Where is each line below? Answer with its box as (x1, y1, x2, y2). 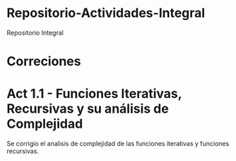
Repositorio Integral (6, 28, 64, 37)
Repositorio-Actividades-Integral (6, 5, 206, 21)
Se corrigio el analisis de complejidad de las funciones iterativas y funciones (6, 140, 230, 148)
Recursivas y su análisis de (6, 101, 169, 117)
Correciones (6, 53, 81, 70)
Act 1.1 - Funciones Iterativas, (6, 86, 182, 102)
